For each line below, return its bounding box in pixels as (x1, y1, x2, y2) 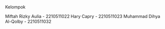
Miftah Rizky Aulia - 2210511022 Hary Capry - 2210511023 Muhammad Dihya (5, 14, 161, 19)
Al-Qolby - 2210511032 (5, 19, 52, 24)
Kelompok (5, 4, 26, 10)
